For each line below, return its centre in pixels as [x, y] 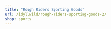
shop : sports [18, 19]
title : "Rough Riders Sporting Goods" [45, 10]
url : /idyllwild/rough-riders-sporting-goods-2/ [56, 14]
